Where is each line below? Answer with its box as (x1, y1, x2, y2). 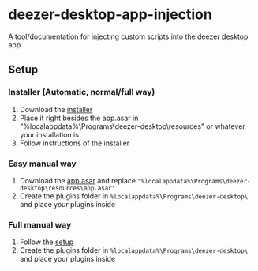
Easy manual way (8, 158, 77, 169)
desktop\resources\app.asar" (19, 184, 116, 192)
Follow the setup (19, 237, 74, 247)
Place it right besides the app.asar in (19, 113, 139, 122)
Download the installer (19, 104, 93, 114)
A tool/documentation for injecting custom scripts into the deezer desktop (8, 32, 249, 41)
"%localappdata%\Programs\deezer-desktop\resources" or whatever (19, 121, 246, 131)
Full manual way (8, 219, 72, 230)
